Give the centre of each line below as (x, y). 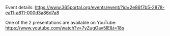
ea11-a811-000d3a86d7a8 (32, 13)
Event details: (20, 7)
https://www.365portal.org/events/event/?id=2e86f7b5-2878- (100, 7)
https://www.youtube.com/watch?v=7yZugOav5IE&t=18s (65, 28)
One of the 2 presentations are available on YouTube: (61, 23)
